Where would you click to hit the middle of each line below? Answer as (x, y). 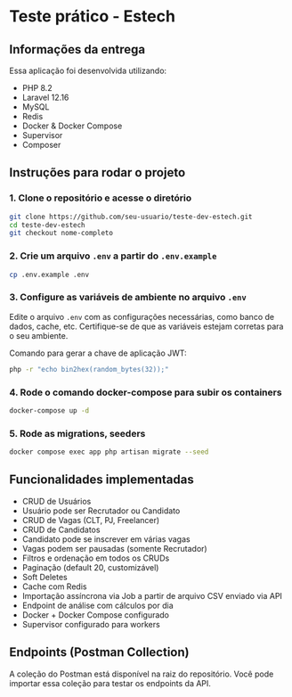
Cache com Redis (54, 586)
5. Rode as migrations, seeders (77, 433)
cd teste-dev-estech (48, 225)
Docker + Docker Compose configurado (96, 615)
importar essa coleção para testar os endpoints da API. (110, 683)
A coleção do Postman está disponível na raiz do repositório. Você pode (142, 674)
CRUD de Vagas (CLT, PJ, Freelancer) (91, 520)
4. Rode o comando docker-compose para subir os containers (146, 392)
